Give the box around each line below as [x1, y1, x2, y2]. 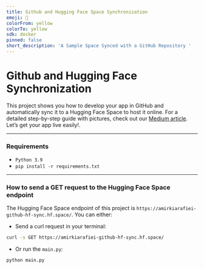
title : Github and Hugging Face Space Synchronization [6, 9, 148, 15]
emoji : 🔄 [6, 15, 29, 21]
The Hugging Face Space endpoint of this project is [6, 205, 135, 212]
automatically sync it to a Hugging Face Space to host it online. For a [6, 108, 178, 115]
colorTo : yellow [6, 26, 47, 32]
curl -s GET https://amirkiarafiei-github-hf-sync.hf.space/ [6, 234, 165, 240]
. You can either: [71, 211, 112, 219]
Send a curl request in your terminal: [15, 223, 107, 230]
